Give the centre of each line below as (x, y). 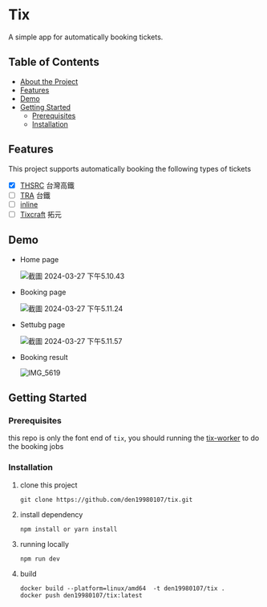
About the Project (49, 81)
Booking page (43, 292)
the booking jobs (36, 447)
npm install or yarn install (69, 529)
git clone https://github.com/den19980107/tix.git (106, 500)
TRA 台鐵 (35, 195)
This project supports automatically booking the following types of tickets (129, 168)
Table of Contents (54, 62)
